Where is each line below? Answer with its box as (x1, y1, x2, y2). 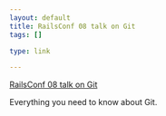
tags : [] (9, 30, 43, 39)
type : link (9, 46, 51, 55)
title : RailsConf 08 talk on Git (9, 22, 136, 31)
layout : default (9, 13, 71, 23)
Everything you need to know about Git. (9, 97, 158, 108)
